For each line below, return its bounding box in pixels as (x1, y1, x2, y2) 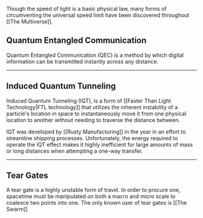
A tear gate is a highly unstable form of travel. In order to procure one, (6, 187, 181, 194)
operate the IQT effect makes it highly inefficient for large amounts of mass (6, 141, 193, 148)
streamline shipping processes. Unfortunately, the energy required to (6, 134, 178, 141)
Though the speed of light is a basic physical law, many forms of (6, 5, 167, 12)
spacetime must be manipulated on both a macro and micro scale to (6, 193, 176, 200)
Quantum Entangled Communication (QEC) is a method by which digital (6, 51, 184, 59)
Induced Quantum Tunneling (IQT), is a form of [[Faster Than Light (6, 97, 171, 104)
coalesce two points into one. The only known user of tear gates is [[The (6, 199, 187, 207)
